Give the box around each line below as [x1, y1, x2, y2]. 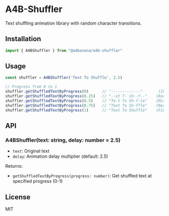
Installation [5, 35, 41, 43]
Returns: [5, 163, 23, 169]
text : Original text [12, 148, 50, 154]
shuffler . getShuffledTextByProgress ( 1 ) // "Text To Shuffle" [5, 107, 147, 113]
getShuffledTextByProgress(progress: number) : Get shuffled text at [12, 173, 152, 179]
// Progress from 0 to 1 [5, 84, 57, 89]
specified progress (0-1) [12, 178, 63, 184]
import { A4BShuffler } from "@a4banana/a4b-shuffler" [5, 48, 123, 53]
